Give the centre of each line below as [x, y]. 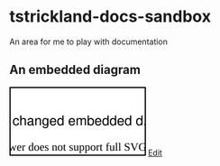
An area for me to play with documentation [89, 41]
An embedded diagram [75, 70]
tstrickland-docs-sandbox [110, 17]
